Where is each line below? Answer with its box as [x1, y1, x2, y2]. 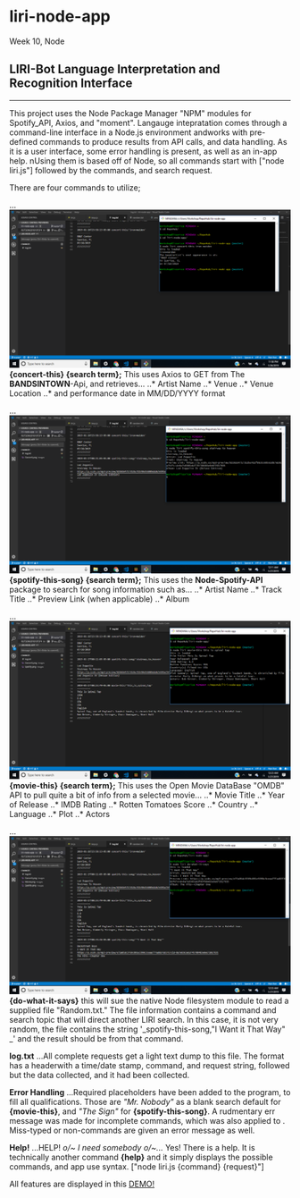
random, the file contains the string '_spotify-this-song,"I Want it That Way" [9, 1024, 286, 1034]
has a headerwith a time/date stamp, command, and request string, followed [9, 1059, 290, 1070]
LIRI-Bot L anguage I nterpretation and [9, 62, 221, 77]
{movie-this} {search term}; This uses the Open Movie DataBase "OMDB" [9, 780, 285, 790]
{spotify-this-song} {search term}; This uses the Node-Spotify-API [9, 574, 263, 585]
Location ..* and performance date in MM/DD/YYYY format [9, 387, 226, 399]
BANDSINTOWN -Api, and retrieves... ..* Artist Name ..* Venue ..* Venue [9, 378, 274, 389]
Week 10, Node [9, 36, 65, 46]
